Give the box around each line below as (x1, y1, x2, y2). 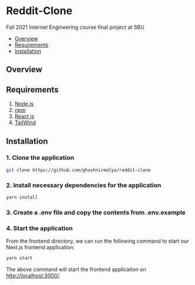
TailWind (14, 119, 36, 126)
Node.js (14, 100, 34, 107)
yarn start (6, 255, 33, 261)
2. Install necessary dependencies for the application (6, 181, 162, 189)
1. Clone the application (6, 154, 75, 162)
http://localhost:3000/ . (6, 272, 60, 279)
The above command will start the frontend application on (6, 266, 146, 273)
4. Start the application (6, 224, 73, 232)
